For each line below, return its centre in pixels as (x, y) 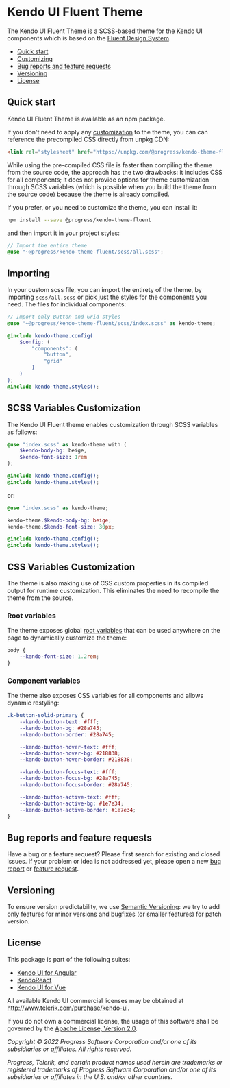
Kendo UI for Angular (47, 972)
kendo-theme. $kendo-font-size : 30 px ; (61, 527)
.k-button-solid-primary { (46, 716)
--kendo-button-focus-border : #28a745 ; (76, 785)
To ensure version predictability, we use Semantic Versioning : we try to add (114, 907)
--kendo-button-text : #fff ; (59, 722)
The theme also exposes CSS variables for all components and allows (105, 696)
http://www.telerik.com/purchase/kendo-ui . (68, 1008)
